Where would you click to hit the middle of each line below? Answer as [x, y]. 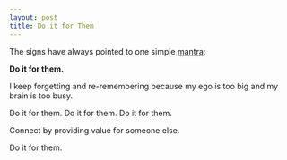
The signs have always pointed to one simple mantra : [108, 51]
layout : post [34, 17]
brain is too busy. [41, 96]
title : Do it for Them [52, 26]
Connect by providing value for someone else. [95, 130]
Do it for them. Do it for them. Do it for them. [91, 113]
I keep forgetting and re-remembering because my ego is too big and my [144, 86]
